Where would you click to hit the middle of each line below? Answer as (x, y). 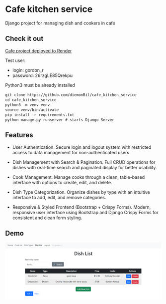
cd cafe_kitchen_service (31, 100)
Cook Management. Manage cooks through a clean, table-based (79, 177)
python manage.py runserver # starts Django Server (60, 120)
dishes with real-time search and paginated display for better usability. (84, 167)
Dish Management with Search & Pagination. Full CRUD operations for (84, 162)
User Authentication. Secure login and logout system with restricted (82, 147)
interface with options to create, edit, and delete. (62, 182)
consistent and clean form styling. (47, 218)
